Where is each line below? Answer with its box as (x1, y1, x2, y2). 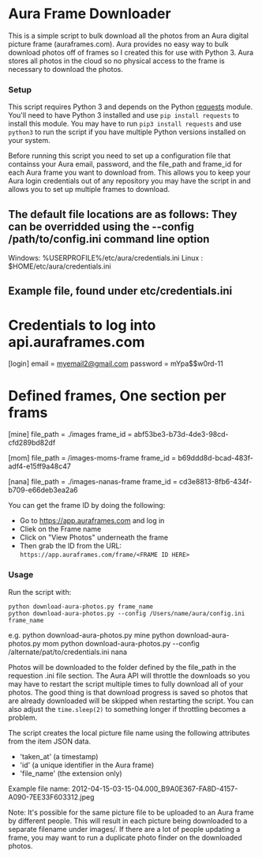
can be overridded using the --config (8, 220, 195, 233)
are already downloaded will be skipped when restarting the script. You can (8, 696, 254, 706)
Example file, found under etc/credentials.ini (8, 284, 233, 298)
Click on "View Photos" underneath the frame (19, 532, 168, 542)
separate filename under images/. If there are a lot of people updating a (8, 824, 241, 834)
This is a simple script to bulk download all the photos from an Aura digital (8, 31, 249, 40)
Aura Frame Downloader (8, 5, 171, 23)
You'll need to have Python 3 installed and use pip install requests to (8, 111, 239, 120)
